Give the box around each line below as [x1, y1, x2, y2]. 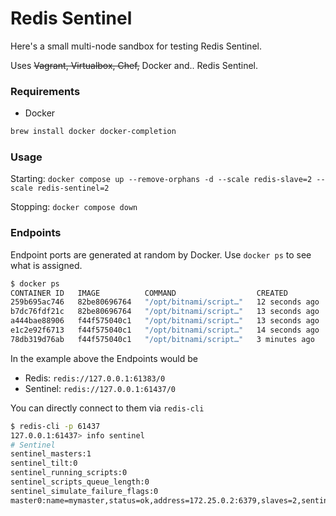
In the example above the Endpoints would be [10, 352, 198, 364]
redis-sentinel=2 [36, 183, 110, 194]
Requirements [10, 84, 81, 98]
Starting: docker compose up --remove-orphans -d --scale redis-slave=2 [10, 173, 313, 185]
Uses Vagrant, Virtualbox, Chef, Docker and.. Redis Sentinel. [10, 59, 259, 71]
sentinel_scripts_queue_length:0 [10, 477, 150, 487]
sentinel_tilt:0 [10, 458, 78, 469]
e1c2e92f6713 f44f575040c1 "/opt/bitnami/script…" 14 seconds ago [10, 325, 320, 336]
